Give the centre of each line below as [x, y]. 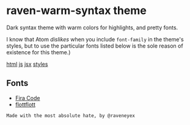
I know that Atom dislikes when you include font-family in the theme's [95, 39]
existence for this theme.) [38, 52]
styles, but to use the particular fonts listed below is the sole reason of [95, 46]
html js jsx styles [27, 64]
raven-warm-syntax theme [76, 11]
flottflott [25, 104]
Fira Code [27, 98]
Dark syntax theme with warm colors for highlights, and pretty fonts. [92, 27]
